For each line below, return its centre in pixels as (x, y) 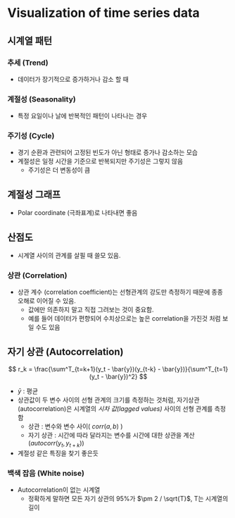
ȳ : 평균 (28, 391)
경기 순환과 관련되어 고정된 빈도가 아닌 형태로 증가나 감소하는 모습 (108, 152)
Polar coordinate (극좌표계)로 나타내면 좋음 (77, 213)
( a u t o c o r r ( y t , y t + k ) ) (56, 444)
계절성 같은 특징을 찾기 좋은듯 (58, 453)
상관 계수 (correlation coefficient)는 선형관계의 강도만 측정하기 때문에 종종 (120, 292)
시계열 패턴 (30, 41)
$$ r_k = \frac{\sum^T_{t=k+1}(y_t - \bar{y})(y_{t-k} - (84, 369)
